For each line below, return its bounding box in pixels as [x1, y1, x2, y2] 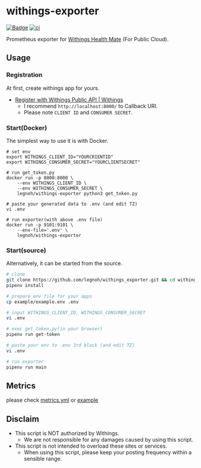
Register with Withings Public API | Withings [14, 96, 124, 103]
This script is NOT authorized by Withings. [14, 430, 120, 437]
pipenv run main [6, 364, 47, 370]
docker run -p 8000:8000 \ [6, 175, 74, 181]
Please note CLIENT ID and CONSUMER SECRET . [23, 109, 133, 116]
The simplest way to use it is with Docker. [6, 137, 109, 144]
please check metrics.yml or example [6, 396, 99, 404]
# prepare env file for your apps [6, 293, 93, 299]
